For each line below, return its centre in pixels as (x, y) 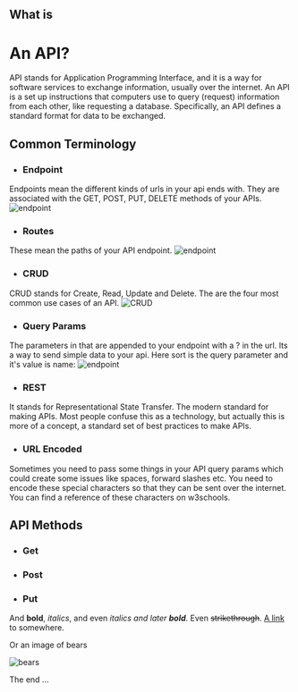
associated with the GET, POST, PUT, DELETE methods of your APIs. (136, 198)
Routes (38, 231)
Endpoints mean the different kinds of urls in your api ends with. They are (145, 189)
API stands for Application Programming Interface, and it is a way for (136, 78)
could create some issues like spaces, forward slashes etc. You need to (141, 478)
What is (31, 15)
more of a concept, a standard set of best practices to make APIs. (131, 426)
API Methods (46, 525)
